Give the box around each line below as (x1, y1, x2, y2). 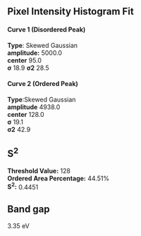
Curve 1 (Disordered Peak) (7, 25, 86, 34)
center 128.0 (7, 110, 44, 118)
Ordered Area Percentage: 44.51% (7, 174, 110, 182)
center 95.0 (7, 56, 42, 64)
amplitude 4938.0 (7, 102, 61, 111)
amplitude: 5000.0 (7, 49, 62, 57)
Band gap (7, 203, 51, 215)
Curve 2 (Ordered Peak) (7, 80, 79, 88)
